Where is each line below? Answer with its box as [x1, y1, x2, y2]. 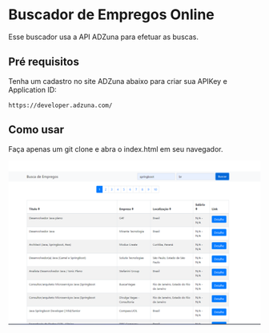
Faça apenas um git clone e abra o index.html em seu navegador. [8, 144, 223, 153]
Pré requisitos [8, 55, 80, 69]
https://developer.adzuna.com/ [8, 101, 113, 109]
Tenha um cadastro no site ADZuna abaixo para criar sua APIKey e [8, 76, 228, 85]
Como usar [8, 123, 65, 137]
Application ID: [8, 85, 58, 94]
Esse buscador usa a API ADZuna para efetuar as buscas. [8, 32, 199, 42]
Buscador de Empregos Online [8, 6, 215, 24]
